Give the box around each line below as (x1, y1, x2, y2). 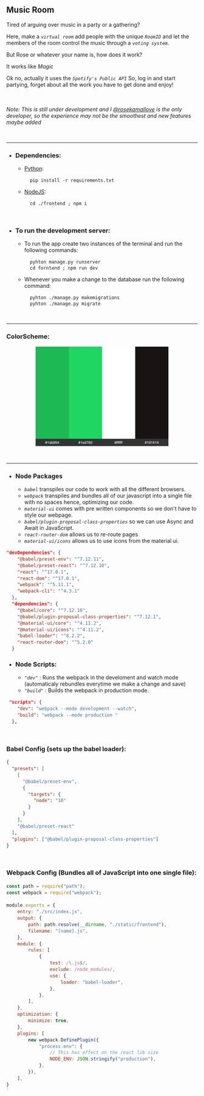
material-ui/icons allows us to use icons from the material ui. (24, 537, 179, 545)
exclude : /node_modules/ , (49, 967, 115, 973)
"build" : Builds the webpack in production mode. (24, 687, 149, 694)
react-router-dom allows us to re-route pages (24, 531, 138, 538)
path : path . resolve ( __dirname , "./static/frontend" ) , (28, 921, 167, 928)
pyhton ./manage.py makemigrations (29, 294, 120, 301)
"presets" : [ (12, 766, 45, 772)
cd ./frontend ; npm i (29, 200, 87, 207)
